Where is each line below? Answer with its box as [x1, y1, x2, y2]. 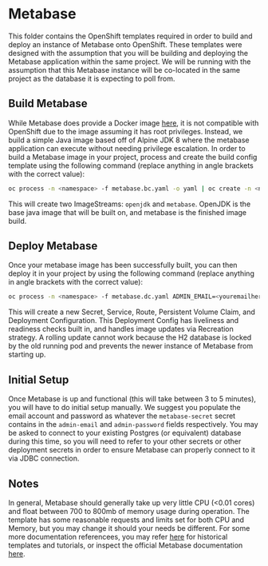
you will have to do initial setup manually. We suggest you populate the [8, 403, 241, 413]
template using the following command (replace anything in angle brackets [8, 161, 254, 170]
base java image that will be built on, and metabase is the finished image [8, 207, 247, 217]
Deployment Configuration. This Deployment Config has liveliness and [8, 316, 239, 325]
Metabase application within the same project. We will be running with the [8, 57, 251, 66]
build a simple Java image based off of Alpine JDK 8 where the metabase [8, 135, 250, 145]
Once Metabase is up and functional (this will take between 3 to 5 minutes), [8, 394, 257, 404]
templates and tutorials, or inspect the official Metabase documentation [8, 540, 243, 550]
